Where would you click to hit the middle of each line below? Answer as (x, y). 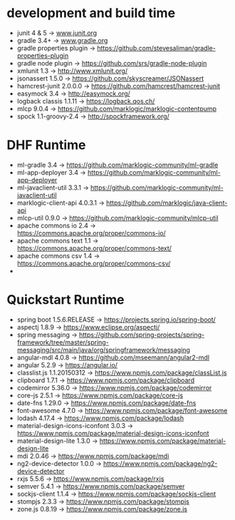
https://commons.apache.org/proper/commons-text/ (94, 248)
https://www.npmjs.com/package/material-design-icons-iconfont (113, 433)
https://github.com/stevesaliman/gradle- (157, 48)
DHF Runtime (46, 145)
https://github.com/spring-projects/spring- (141, 335)
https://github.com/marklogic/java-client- (167, 203)
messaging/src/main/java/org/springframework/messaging (103, 350)
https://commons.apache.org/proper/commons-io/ (92, 233)
